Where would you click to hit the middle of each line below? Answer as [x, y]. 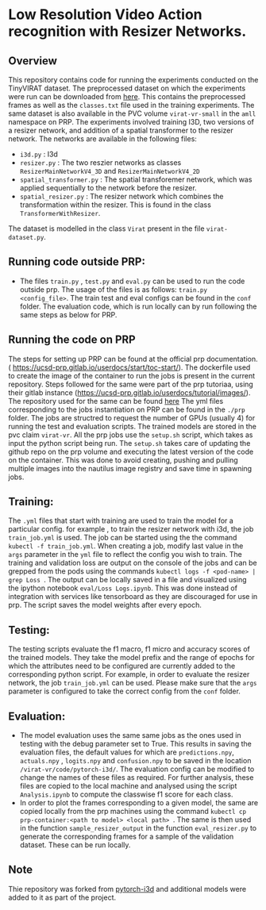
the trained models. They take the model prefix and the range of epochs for [132, 658]
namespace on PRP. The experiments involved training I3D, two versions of [131, 122]
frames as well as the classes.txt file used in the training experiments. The [131, 105]
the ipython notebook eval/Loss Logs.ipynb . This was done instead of [123, 588]
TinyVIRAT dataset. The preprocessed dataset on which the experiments [127, 88]
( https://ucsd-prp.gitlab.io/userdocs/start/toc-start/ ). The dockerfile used [129, 367]
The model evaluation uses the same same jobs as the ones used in [130, 735]
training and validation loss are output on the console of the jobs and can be [133, 563]
